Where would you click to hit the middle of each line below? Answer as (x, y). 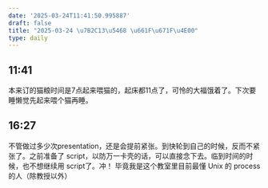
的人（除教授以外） (40, 175)
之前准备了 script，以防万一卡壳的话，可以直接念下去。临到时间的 (138, 155)
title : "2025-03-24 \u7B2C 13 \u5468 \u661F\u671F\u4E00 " (103, 30)
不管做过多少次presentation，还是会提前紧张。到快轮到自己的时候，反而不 (131, 146)
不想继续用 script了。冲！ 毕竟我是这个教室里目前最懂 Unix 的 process (145, 166)
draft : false (30, 23)
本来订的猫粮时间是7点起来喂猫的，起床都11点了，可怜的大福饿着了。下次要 (132, 90)
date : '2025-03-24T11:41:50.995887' (69, 16)
